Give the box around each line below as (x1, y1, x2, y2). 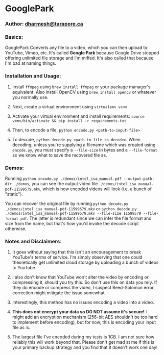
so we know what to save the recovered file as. (12, 152, 108, 158)
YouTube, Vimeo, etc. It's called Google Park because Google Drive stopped (5, 50, 159, 56)
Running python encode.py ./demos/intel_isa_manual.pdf (5, 176, 122, 181)
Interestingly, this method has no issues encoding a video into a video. (12, 300, 154, 305)
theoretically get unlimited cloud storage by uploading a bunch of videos (12, 259, 159, 265)
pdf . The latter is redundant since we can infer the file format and (20, 215, 152, 221)
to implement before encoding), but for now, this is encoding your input (12, 319, 156, 325)
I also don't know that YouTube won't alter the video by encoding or (12, 274, 149, 280)
